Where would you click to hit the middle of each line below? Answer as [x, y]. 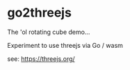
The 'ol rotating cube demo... [49, 32]
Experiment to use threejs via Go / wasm [65, 45]
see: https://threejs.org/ [41, 59]
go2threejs [39, 13]
